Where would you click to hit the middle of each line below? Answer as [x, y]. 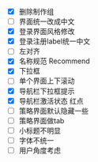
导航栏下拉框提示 [47, 91]
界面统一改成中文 [47, 21]
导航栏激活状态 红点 [51, 100]
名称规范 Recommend [54, 61]
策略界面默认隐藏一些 [53, 111]
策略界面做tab [41, 120]
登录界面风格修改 [47, 32]
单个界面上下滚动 [47, 81]
